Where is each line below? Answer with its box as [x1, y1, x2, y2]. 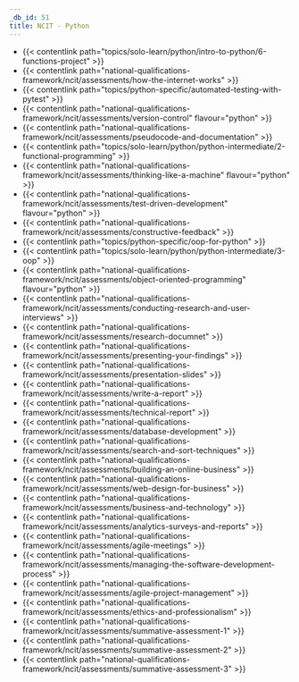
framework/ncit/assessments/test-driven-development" [21, 198, 228, 208]
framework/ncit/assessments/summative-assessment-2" [21, 644, 232, 655]
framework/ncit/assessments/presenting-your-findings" [21, 349, 229, 360]
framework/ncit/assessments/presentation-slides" [21, 368, 208, 380]
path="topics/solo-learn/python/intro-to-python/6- [79, 46, 267, 56]
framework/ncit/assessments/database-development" [21, 425, 222, 436]
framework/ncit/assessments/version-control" [21, 113, 194, 123]
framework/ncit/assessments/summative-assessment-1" [21, 625, 231, 636]
